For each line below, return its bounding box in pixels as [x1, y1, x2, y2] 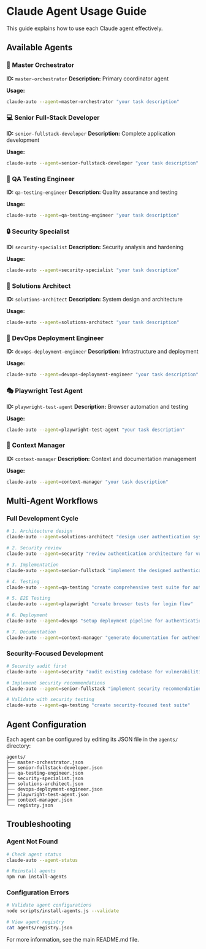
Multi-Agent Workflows [6, 496, 98, 506]
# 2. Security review [6, 545, 62, 551]
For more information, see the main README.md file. [6, 935, 139, 943]
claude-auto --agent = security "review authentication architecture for [6, 551, 193, 557]
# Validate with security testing [6, 697, 95, 703]
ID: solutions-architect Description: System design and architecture [6, 296, 183, 303]
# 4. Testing [6, 578, 40, 584]
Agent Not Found [6, 837, 58, 846]
